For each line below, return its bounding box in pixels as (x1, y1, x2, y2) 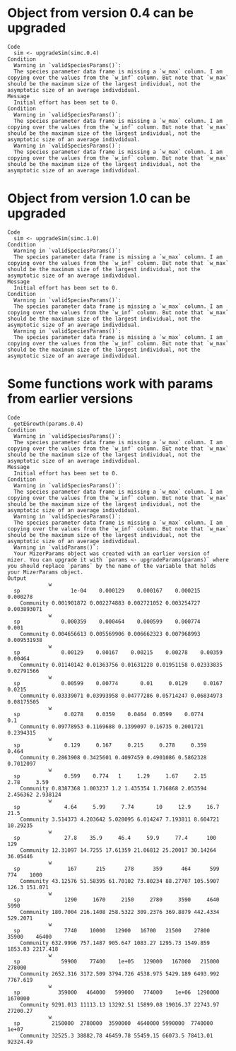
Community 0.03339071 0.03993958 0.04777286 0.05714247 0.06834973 (20, 692, 223, 699)
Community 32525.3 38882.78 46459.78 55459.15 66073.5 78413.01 (20, 1032, 213, 1039)
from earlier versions (7, 391, 134, 407)
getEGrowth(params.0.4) (13, 420, 83, 427)
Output (7, 574, 27, 582)
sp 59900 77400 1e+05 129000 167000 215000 (13, 958, 220, 965)
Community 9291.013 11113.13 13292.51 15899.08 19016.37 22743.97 (20, 1001, 220, 1008)
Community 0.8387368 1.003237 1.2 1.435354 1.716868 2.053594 (20, 785, 207, 792)
